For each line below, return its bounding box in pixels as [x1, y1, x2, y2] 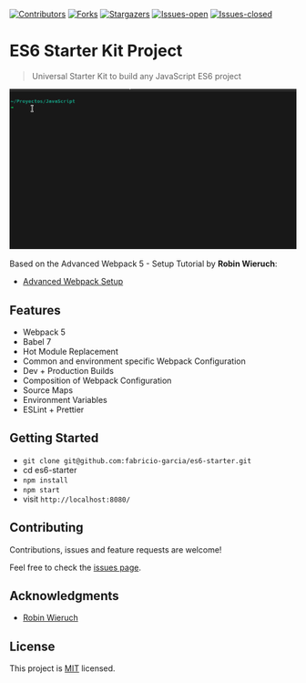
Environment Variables [22, 395, 107, 406]
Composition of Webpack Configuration [22, 375, 172, 387]
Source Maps [22, 385, 74, 396]
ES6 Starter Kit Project [9, 41, 183, 61]
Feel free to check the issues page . [9, 562, 141, 573]
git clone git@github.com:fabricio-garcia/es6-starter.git [22, 456, 252, 465]
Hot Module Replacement [22, 347, 118, 357]
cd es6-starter [22, 464, 77, 475]
